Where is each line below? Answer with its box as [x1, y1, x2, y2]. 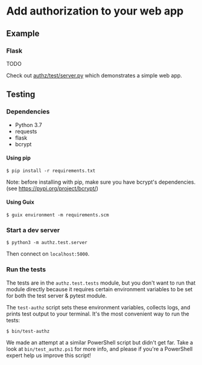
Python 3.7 [14, 121, 42, 128]
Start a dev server [6, 225, 60, 234]
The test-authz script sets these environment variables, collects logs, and [6, 303, 191, 311]
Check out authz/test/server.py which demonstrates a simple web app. [6, 71, 183, 79]
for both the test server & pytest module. [6, 292, 107, 299]
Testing [6, 89, 36, 100]
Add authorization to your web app [6, 4, 184, 18]
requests [14, 128, 37, 135]
